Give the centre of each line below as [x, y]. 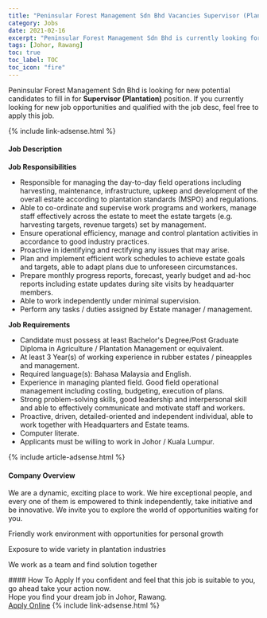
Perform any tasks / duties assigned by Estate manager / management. [136, 309]
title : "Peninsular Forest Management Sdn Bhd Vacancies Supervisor [124, 16]
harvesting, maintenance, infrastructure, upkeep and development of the [139, 190]
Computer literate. [49, 433]
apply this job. [31, 115]
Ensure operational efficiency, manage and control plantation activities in [139, 233]
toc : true [25, 53]
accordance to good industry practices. [84, 241]
